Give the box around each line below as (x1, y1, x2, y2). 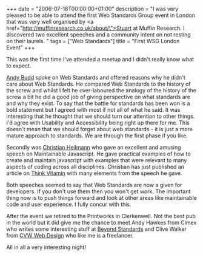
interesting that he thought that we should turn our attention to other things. (6, 112, 195, 120)
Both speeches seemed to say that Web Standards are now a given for (6, 182, 182, 188)
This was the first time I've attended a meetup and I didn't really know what (6, 56, 195, 63)
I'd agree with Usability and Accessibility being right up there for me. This (6, 119, 190, 126)
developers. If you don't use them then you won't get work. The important (6, 188, 191, 195)
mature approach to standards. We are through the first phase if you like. (6, 132, 188, 139)
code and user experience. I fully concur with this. (6, 200, 131, 208)
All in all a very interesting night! (6, 244, 87, 251)
